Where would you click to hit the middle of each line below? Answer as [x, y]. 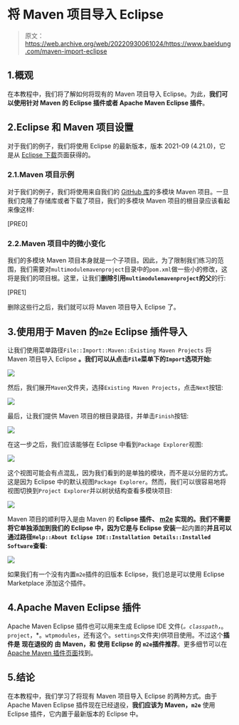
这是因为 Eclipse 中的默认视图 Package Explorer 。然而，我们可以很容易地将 [117, 482]
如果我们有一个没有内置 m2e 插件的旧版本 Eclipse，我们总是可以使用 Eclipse [116, 574]
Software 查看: [27, 546]
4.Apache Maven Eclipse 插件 [74, 608]
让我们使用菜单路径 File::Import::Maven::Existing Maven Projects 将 [110, 350]
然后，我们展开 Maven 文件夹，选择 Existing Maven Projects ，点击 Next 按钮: [116, 387]
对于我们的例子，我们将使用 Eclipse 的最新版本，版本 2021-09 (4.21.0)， [113, 146]
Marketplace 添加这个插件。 [49, 583]
